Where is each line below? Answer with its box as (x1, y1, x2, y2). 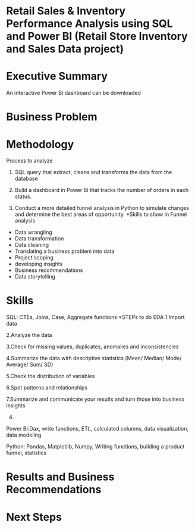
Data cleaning (14, 242, 49, 249)
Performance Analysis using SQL (6, 17, 174, 30)
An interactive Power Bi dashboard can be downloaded (6, 89, 141, 97)
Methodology (6, 137, 74, 151)
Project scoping (14, 254, 54, 261)
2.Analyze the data (6, 332, 52, 339)
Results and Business (6, 470, 115, 484)
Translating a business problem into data (14, 248, 115, 255)
